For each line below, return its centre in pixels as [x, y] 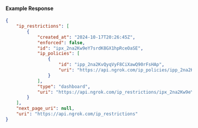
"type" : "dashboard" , [64, 86]
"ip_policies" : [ [59, 54]
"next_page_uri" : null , [46, 109]
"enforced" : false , [61, 42]
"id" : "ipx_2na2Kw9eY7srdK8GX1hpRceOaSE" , [90, 48]
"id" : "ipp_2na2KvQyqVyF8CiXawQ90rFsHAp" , [111, 65]
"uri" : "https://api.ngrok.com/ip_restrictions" [77, 114]
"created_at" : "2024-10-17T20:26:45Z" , [86, 37]
